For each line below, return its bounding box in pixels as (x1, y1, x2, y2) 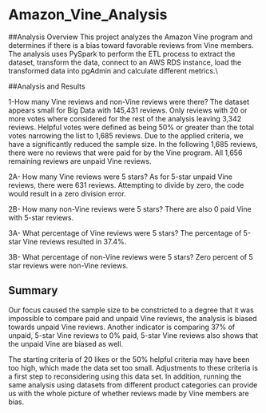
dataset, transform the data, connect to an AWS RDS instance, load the (8, 58, 242, 67)
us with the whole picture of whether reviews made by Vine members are (8, 388, 249, 398)
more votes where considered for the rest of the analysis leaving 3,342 (8, 113, 242, 123)
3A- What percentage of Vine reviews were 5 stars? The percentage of (8, 228, 242, 237)
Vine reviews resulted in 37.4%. (22, 236, 127, 246)
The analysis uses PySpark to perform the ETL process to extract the (8, 49, 236, 58)
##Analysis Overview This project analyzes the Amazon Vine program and (8, 32, 253, 42)
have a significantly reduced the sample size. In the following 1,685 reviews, (8, 139, 258, 149)
